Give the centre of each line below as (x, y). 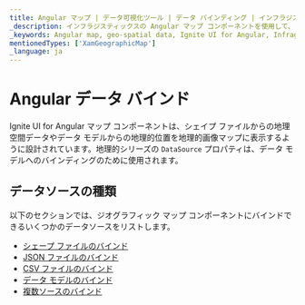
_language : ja (36, 52)
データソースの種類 (63, 192)
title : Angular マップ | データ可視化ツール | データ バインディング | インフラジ (151, 18)
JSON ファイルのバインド (70, 257)
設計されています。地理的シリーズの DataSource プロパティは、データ (154, 149)
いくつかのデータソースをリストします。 (100, 226)
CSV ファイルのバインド (68, 268)
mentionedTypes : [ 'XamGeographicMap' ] (83, 43)
